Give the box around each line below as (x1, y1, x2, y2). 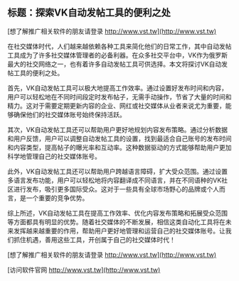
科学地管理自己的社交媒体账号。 (7, 152, 101, 160)
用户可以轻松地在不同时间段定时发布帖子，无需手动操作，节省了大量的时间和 (7, 92, 232, 101)
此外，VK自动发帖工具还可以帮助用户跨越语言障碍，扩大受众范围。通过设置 (7, 167, 228, 175)
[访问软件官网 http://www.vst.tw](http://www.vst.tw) (7, 265, 161, 274)
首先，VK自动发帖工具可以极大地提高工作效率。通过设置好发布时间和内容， (7, 84, 228, 92)
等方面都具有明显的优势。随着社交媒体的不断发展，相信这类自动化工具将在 (7, 217, 225, 226)
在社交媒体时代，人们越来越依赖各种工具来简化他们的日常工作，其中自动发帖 (7, 42, 232, 50)
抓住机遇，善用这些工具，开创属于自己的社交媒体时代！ (13, 235, 176, 243)
